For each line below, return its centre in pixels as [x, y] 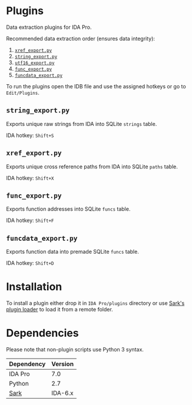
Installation [34, 287]
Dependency [27, 364]
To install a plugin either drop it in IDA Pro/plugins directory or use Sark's [95, 303]
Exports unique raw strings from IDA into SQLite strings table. [82, 124]
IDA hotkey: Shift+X [30, 178]
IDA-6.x [62, 393]
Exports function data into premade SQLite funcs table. [73, 252]
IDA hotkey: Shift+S [30, 135]
